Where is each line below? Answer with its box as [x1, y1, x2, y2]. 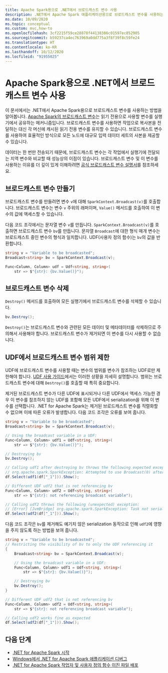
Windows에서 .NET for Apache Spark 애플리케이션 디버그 [12, 656, 127, 662]
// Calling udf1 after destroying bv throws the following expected [5, 465, 151, 470]
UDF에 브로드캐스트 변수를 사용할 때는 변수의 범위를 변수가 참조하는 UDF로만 [5, 367, 155, 373]
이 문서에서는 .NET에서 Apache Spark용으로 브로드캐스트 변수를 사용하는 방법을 [5, 107, 162, 113]
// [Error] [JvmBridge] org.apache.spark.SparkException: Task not [5, 506, 149, 512]
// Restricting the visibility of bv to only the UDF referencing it [5, 542, 153, 547]
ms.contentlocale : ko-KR [5, 45, 57, 50]
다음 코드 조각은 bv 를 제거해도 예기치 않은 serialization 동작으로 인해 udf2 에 [5, 521, 152, 527]
